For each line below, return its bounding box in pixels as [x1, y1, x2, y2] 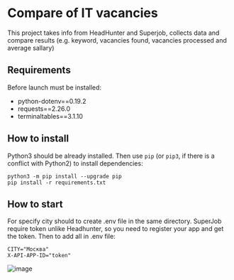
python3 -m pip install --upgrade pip [7, 173, 122, 180]
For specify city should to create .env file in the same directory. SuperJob [7, 217, 222, 225]
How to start [7, 198, 63, 210]
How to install [7, 133, 69, 145]
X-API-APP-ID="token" [7, 252, 72, 259]
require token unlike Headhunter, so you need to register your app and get [7, 225, 224, 233]
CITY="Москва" [7, 246, 50, 253]
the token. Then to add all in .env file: [7, 232, 116, 241]
